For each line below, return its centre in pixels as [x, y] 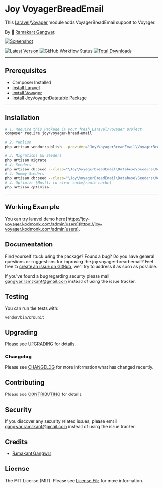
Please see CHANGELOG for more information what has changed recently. [79, 367]
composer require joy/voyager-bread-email [49, 133]
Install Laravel [26, 87]
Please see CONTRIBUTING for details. [44, 394]
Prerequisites [26, 71]
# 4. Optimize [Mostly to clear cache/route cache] [58, 183]
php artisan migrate [26, 160]
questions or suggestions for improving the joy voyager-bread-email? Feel [79, 261]
